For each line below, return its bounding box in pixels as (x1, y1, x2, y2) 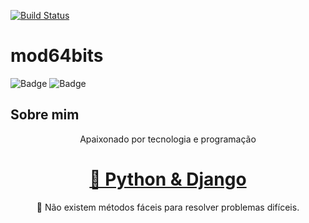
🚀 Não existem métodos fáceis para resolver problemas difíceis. (36, 201, 300, 213)
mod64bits (10, 45, 104, 67)
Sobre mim (10, 106, 80, 124)
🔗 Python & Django (89, 168, 247, 190)
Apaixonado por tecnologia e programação (79, 133, 257, 145)
